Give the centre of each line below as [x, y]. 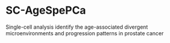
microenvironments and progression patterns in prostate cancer [85, 33]
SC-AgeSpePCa [46, 10]
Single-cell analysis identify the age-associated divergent [77, 27]
